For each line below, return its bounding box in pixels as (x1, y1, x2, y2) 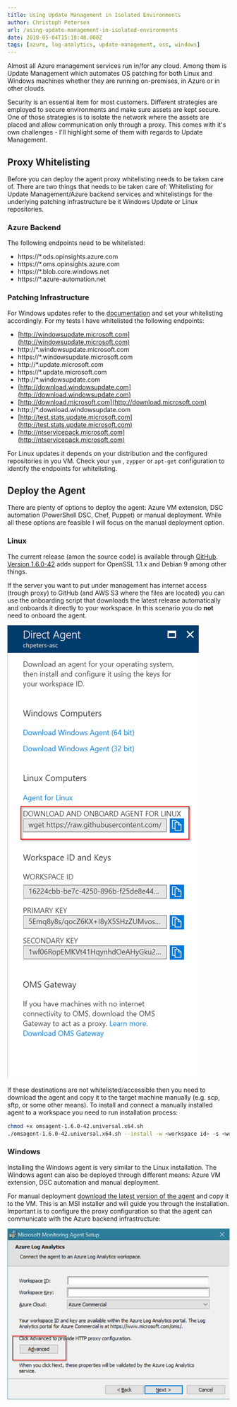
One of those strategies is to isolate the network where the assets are (7, 113, 209, 122)
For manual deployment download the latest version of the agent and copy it (7, 1192, 229, 1200)
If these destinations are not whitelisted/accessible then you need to (7, 1086, 206, 1094)
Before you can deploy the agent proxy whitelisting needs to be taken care (7, 174, 224, 183)
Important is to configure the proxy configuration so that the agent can (7, 1207, 212, 1215)
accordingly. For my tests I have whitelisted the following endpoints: (7, 316, 205, 325)
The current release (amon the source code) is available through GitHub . (7, 552, 219, 561)
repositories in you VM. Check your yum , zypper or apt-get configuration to (7, 457, 225, 465)
